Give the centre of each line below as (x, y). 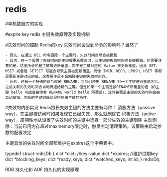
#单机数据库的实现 (24, 23)
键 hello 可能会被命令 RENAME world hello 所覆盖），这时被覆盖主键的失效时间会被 (83, 92)
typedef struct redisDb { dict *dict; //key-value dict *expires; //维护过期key (82, 154)
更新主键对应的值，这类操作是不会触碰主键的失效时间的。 (59, 76)
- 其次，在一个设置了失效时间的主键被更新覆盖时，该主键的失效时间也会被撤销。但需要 (82, 60)
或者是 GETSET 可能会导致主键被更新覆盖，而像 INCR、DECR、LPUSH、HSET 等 (87, 71)
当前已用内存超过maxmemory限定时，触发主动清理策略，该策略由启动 (86, 126)
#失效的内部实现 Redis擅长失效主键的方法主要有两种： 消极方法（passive (80, 107)
